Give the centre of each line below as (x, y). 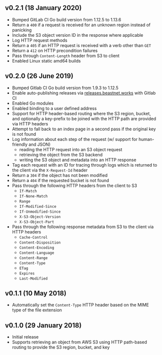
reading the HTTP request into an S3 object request (71, 149)
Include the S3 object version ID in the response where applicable (78, 35)
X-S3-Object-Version (40, 217)
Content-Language (37, 253)
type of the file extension (37, 310)
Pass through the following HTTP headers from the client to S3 (74, 185)
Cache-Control (33, 237)
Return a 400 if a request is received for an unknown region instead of (81, 25)
